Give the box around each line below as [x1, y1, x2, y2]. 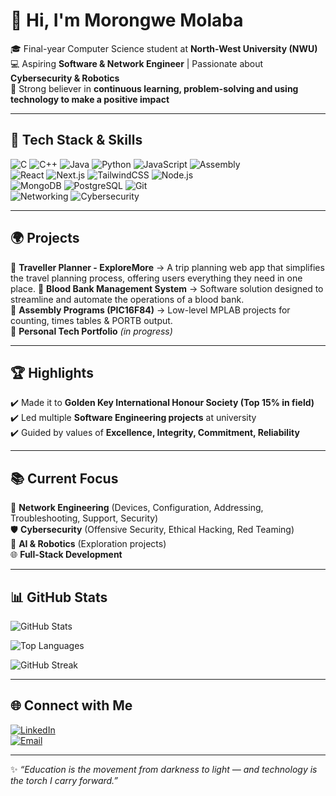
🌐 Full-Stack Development [10, 549, 123, 561]
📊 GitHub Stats [10, 589, 108, 606]
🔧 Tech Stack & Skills [10, 132, 143, 149]
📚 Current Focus [10, 470, 119, 487]
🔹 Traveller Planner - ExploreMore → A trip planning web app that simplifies [10, 261, 325, 273]
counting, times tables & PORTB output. [10, 314, 173, 326]
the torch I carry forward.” [10, 774, 119, 786]
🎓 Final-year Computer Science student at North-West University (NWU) [10, 42, 318, 54]
